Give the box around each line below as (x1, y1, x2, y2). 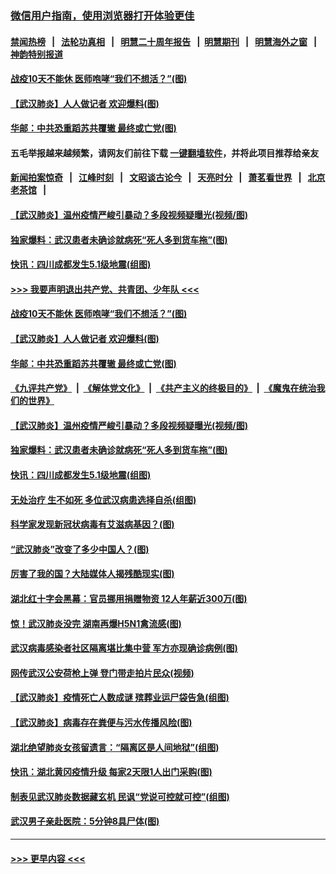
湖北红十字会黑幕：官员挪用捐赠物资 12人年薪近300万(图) (10, 592, 248, 604)
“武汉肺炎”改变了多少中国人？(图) (10, 543, 150, 555)
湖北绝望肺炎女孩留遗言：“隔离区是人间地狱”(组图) (10, 741, 220, 753)
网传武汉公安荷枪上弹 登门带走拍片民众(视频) (10, 667, 195, 679)
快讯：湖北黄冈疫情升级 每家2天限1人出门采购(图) (10, 766, 213, 778)
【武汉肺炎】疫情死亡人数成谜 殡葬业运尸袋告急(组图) (10, 692, 230, 704)
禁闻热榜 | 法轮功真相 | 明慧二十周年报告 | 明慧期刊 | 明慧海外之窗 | (10, 35, 318, 47)
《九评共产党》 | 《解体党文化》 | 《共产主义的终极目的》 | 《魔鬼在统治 (10, 382, 317, 394)
